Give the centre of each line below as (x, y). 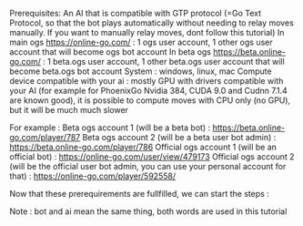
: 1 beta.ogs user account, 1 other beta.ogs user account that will (163, 62)
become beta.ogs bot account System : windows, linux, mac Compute (141, 71)
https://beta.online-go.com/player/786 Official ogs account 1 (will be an (143, 147)
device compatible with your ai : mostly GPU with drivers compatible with (146, 81)
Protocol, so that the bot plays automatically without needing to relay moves (151, 23)
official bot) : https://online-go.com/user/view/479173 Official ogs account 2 (152, 157)
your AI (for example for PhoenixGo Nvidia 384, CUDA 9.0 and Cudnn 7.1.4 (149, 91)
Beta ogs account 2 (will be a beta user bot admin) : (179, 137)
